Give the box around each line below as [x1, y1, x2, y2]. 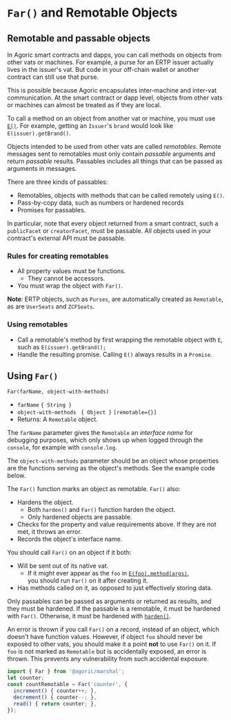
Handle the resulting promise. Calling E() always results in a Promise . [17, 350, 212, 358]
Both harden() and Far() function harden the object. [27, 506, 176, 514]
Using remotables [7, 320, 68, 329]
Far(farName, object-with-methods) [7, 389, 110, 396]
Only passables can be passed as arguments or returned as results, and [7, 597, 212, 606]
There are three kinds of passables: [7, 178, 108, 186]
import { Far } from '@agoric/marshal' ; [7, 668, 125, 675]
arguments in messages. [7, 165, 77, 172]
